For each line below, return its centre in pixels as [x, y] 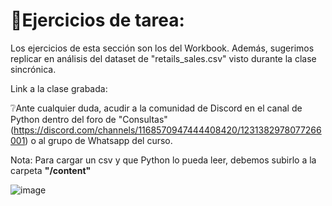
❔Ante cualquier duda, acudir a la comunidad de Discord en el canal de [156, 108]
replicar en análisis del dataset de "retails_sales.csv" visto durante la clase [163, 58]
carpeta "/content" [51, 170]
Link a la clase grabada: [59, 88]
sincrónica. [33, 69]
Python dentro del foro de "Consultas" [89, 119]
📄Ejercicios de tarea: [97, 20]
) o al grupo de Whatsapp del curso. [98, 140]
